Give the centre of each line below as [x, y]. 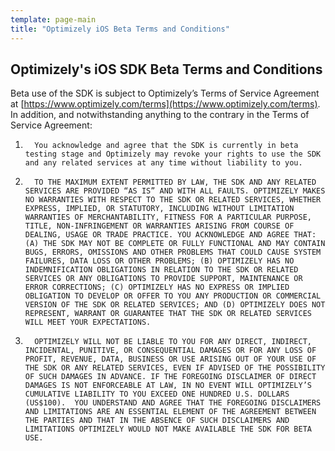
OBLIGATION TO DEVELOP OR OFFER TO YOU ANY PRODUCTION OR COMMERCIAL [173, 296]
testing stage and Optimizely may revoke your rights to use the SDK [173, 154]
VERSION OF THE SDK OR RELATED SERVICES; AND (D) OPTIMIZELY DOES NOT [175, 305]
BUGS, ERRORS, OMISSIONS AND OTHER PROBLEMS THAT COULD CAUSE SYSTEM [173, 252]
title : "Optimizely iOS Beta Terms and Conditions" [120, 29]
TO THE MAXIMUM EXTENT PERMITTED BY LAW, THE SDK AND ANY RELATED [175, 182]
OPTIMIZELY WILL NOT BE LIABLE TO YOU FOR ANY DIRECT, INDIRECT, [173, 342]
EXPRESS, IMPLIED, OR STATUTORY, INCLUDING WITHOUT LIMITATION [159, 209]
